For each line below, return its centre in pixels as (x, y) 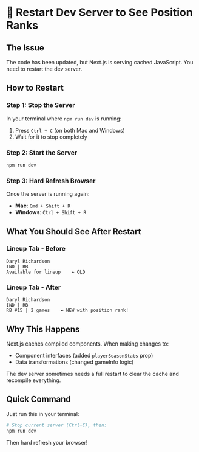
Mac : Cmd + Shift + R (43, 206)
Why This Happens (43, 329)
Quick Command (39, 399)
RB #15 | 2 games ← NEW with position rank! (68, 311)
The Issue (25, 48)
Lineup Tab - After (34, 287)
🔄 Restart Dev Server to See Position (99, 12)
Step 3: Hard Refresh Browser (51, 181)
